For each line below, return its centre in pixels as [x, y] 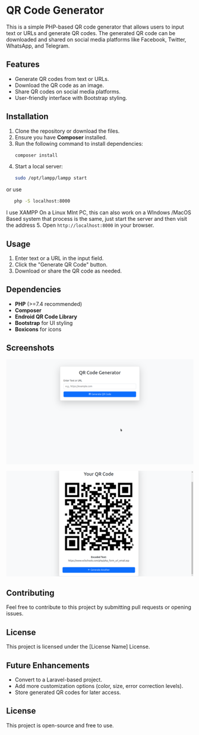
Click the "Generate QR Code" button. [61, 265]
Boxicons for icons [38, 329]
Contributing [30, 593]
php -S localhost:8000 [42, 201]
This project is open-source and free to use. [60, 725]
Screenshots [30, 348]
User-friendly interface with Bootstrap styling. [71, 98]
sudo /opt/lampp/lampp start [51, 178]
